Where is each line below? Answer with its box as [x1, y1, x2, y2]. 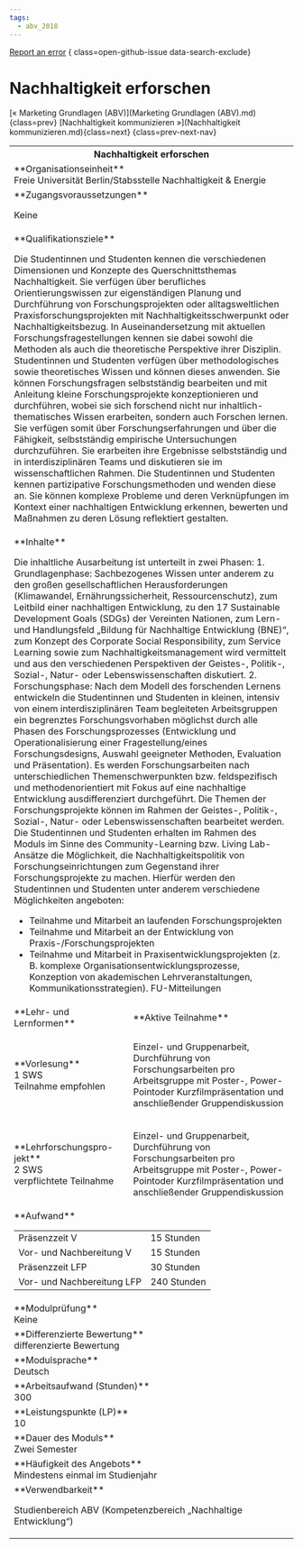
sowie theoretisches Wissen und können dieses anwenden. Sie [14, 366, 281, 379]
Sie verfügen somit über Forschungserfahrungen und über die [14, 422, 277, 435]
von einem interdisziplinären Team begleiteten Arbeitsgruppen [14, 702, 278, 715]
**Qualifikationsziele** [14, 233, 115, 245]
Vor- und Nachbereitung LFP [18, 1276, 142, 1288]
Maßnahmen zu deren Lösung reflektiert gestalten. [14, 512, 229, 525]
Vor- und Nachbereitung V [18, 1246, 133, 1259]
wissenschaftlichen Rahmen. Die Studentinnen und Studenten [14, 467, 275, 480]
